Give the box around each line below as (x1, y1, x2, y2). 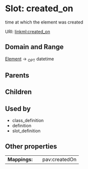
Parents (5, 71, 29, 79)
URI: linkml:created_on (5, 28, 50, 34)
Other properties (5, 142, 57, 150)
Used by (5, 104, 31, 113)
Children (5, 88, 32, 96)
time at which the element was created (5, 19, 83, 25)
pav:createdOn (42, 156, 77, 163)
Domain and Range (5, 43, 64, 51)
